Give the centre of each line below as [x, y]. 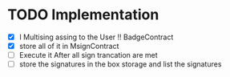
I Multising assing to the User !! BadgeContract [96, 37]
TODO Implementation [83, 15]
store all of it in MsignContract [69, 46]
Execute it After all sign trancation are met [88, 55]
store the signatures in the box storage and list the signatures [120, 64]
